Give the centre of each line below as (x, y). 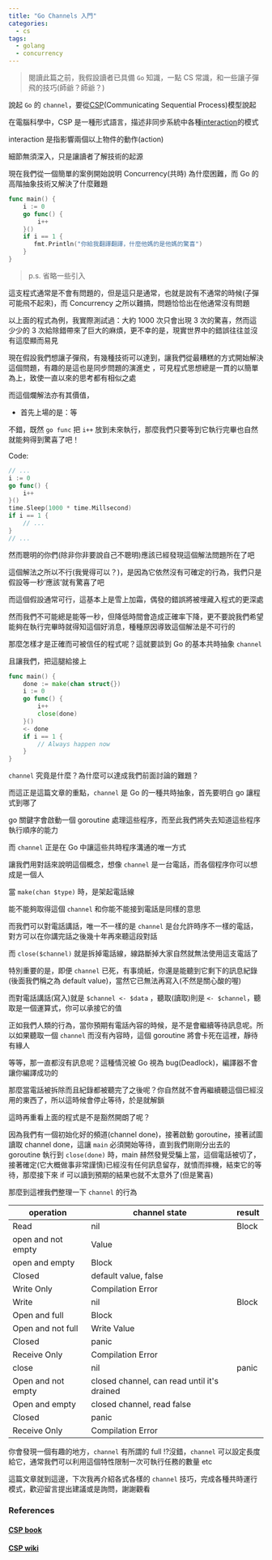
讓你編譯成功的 (33, 1073)
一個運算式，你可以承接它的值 (72, 1008)
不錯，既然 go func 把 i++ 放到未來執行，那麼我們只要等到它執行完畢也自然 (134, 429)
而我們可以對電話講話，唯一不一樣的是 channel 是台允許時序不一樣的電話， (133, 926)
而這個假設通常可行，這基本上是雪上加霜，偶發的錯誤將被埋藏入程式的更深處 (136, 599)
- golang (30, 46)
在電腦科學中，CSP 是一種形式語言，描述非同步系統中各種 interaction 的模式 (134, 122)
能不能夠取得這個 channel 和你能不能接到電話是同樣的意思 (104, 909)
